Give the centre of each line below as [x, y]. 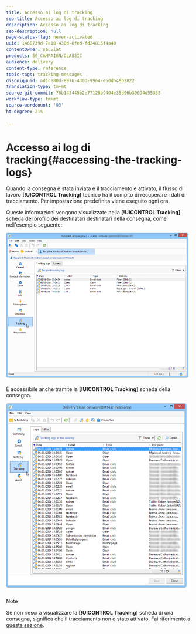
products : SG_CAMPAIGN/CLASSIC [44, 56]
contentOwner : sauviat [34, 50]
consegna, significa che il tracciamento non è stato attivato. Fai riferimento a [98, 619]
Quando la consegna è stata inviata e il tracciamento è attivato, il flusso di [95, 188]
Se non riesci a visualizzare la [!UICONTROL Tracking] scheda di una [90, 612]
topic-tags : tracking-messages [44, 74]
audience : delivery [30, 62]
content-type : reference [36, 68]
